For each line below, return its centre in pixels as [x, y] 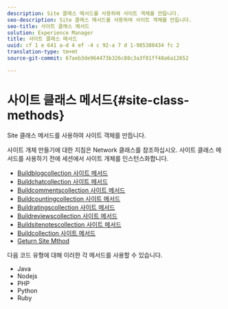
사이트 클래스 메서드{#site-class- [99, 100]
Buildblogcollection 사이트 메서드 [62, 173]
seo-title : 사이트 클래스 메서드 [48, 26]
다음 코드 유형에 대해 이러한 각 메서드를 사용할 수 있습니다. [85, 255]
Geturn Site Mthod [43, 240]
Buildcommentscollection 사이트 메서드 [71, 190]
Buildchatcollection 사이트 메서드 [62, 181]
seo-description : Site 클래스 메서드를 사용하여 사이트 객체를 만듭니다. [100, 20]
